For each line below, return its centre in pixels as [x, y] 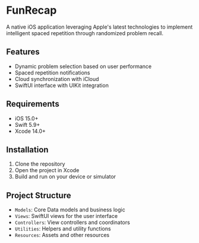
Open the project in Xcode [47, 170]
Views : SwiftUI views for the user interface [66, 216]
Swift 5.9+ [27, 124]
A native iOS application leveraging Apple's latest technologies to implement [99, 27]
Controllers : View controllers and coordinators [72, 222]
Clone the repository [40, 164]
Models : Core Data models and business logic [70, 210]
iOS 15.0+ [26, 118]
